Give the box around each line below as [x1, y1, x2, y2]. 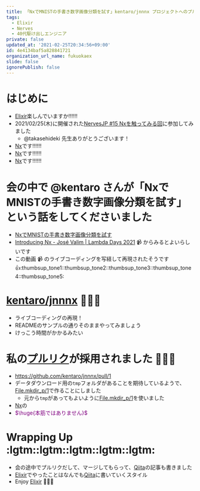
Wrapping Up [6, 431, 73, 444]
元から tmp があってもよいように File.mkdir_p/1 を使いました [23, 394, 165, 402]
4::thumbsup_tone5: [14, 273, 64, 280]
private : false [6, 36, 44, 42]
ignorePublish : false [6, 64, 60, 70]
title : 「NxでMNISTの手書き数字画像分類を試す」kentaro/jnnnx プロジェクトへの [6, 8, 188, 15]
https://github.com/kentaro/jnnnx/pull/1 [14, 372, 112, 379]
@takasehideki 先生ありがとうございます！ [23, 135, 130, 142]
